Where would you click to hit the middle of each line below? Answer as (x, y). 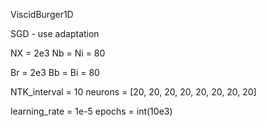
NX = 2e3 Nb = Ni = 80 (58, 53)
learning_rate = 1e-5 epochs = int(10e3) (91, 111)
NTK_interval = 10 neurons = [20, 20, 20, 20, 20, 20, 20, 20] (133, 92)
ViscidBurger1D (42, 14)
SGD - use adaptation (55, 33)
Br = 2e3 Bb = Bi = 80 (55, 72)
